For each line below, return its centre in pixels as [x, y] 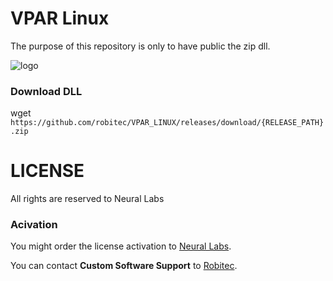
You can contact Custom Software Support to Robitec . [124, 266]
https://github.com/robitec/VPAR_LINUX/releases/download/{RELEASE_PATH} [167, 123]
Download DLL [46, 91]
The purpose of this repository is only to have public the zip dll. [140, 46]
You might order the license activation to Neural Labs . [121, 246]
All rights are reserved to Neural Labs [87, 199]
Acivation [34, 225]
